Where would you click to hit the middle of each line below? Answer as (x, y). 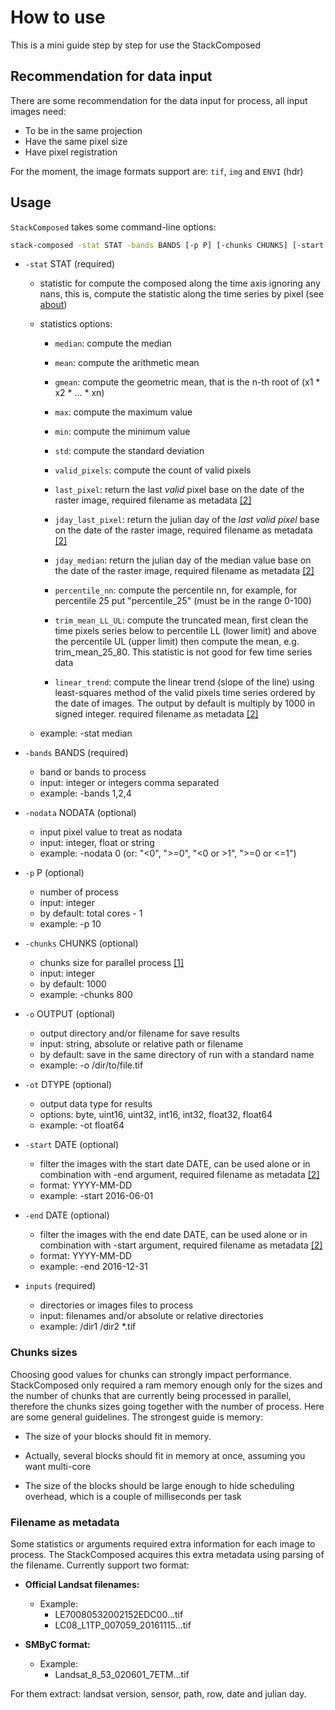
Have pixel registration (71, 152)
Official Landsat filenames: (82, 1585)
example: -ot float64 (82, 1125)
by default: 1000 (73, 984)
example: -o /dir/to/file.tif (91, 1065)
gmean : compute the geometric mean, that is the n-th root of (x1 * (187, 382)
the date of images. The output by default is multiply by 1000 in (185, 703)
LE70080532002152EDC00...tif (119, 1615)
